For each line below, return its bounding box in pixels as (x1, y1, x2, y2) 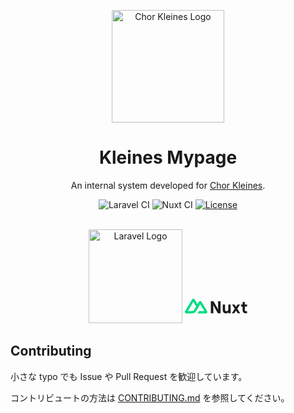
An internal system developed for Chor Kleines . (70, 179, 266, 191)
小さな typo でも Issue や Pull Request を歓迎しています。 (10, 370, 248, 382)
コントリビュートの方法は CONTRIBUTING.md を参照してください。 (10, 391, 290, 404)
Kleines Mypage (98, 146, 238, 169)
